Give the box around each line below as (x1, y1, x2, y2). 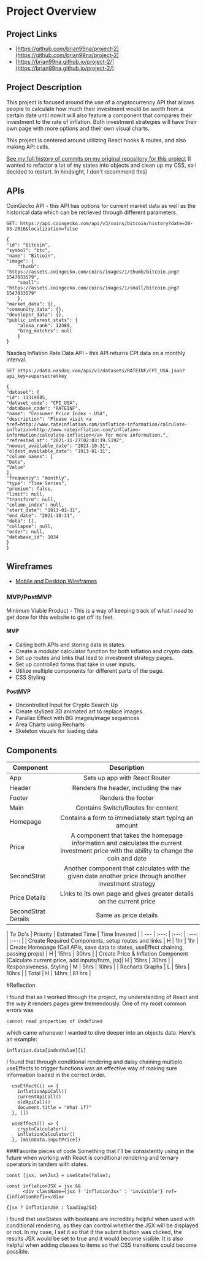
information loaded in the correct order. (6, 1071, 106, 1078)
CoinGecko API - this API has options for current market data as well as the (6, 202, 196, 209)
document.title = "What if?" (17, 1104, 92, 1111)
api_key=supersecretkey (6, 373, 67, 379)
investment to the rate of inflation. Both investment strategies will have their (6, 118, 197, 125)
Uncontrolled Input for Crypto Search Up (15, 701, 118, 709)
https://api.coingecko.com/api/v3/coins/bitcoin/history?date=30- (20, 220, 193, 226)
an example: (6, 1035, 37, 1043)
